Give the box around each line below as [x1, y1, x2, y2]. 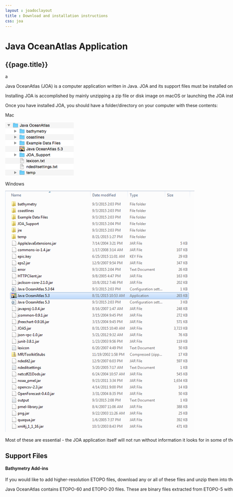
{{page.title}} [5, 60, 48, 69]
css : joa [5, 18, 23, 23]
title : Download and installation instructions [5, 13, 108, 18]
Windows [5, 181, 25, 187]
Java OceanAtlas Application [5, 40, 128, 52]
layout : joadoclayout [5, 8, 52, 13]
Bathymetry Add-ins [5, 466, 49, 472]
